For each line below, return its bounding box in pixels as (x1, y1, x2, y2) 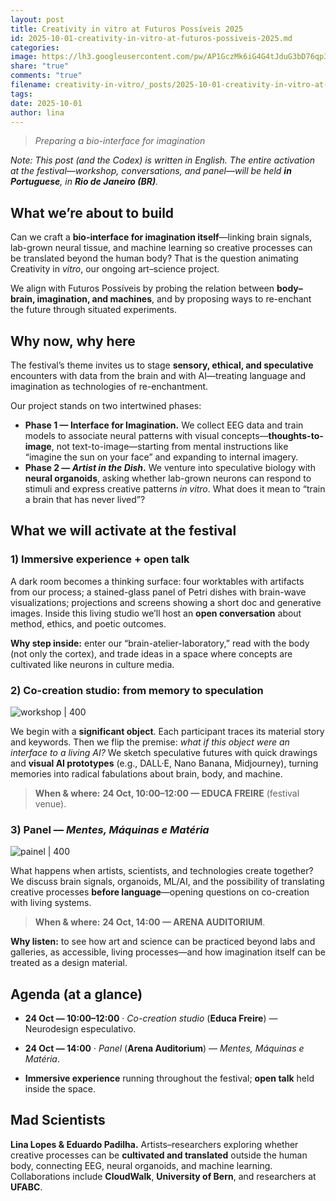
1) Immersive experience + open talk (10, 552, 190, 566)
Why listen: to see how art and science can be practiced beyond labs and (10, 936, 316, 948)
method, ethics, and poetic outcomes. (10, 617, 167, 630)
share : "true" (10, 61, 70, 71)
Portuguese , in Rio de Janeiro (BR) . (10, 176, 159, 188)
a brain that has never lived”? (24, 494, 146, 505)
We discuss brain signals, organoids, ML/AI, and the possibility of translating (10, 876, 325, 888)
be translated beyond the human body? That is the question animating (10, 252, 299, 265)
